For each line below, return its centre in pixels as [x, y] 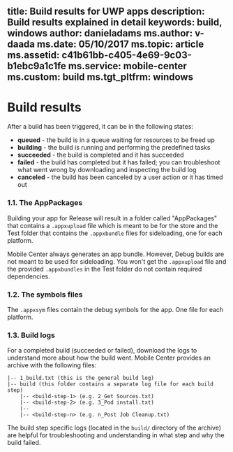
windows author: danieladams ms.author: [100, 33]
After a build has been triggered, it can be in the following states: [100, 127]
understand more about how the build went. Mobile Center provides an [109, 358]
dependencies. [29, 276]
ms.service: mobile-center [127, 66]
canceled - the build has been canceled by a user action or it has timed [120, 177]
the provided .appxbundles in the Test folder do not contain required [105, 269]
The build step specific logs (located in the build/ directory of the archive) [114, 428]
